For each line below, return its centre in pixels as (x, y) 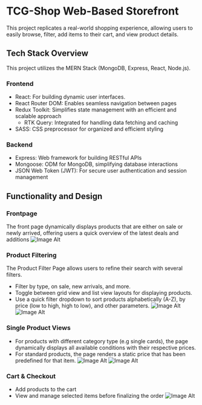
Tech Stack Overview (47, 54)
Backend (20, 145)
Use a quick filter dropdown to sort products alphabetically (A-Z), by (100, 299)
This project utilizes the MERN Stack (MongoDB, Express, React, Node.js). (99, 68)
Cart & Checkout (31, 376)
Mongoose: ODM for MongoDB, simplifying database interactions (96, 164)
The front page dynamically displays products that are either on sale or (95, 227)
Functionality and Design (54, 196)
